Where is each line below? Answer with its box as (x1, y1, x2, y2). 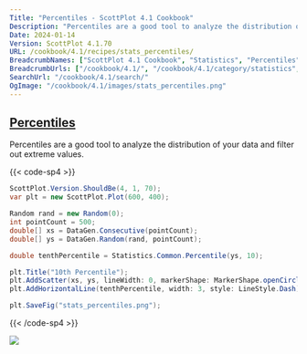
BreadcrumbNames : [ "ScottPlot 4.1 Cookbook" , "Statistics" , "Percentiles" (9, 56, 301, 65)
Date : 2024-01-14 (9, 30, 76, 39)
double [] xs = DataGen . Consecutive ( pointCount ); (9, 225, 198, 235)
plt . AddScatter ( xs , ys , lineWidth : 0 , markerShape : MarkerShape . (9, 276, 264, 286)
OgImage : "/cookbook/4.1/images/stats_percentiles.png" (9, 81, 227, 90)
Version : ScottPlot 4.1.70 (9, 38, 112, 48)
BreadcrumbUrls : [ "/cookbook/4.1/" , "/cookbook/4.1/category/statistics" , (9, 65, 301, 74)
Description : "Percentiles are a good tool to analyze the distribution (9, 22, 292, 31)
